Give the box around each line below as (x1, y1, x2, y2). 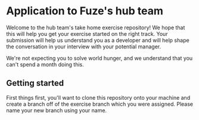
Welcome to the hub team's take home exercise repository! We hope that (6, 24, 185, 31)
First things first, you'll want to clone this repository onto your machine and (6, 94, 191, 101)
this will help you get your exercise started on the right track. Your (6, 30, 168, 37)
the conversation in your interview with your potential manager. (6, 43, 161, 50)
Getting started (6, 78, 64, 88)
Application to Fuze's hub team (6, 4, 164, 18)
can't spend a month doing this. (6, 61, 85, 68)
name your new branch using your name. (6, 106, 107, 114)
